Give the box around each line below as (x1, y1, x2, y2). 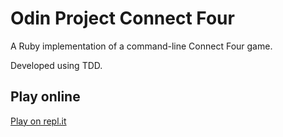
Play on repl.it (10, 115, 67, 127)
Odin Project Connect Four (10, 7, 235, 30)
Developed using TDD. (10, 59, 103, 71)
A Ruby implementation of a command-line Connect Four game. (10, 40, 273, 52)
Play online (10, 88, 81, 106)
